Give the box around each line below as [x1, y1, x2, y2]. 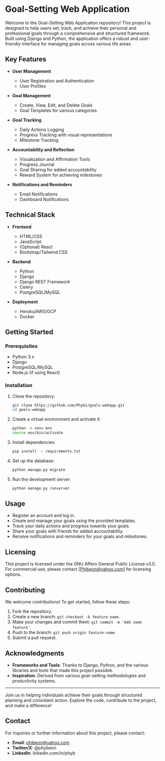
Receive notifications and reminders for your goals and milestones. [12, 533, 148, 539]
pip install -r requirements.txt [12, 449, 81, 454]
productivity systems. [12, 678, 56, 683]
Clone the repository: [12, 393, 55, 399]
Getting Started [5, 327, 54, 336]
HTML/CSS [19, 233, 43, 239]
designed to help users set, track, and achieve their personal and [5, 25, 137, 31]
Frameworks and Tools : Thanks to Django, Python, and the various [12, 662, 149, 668]
